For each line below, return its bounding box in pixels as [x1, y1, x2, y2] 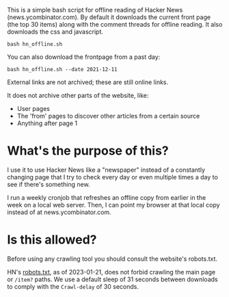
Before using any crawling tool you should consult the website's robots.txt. [7, 255, 217, 263]
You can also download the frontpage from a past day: [7, 53, 161, 61]
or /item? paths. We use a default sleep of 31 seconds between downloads [7, 275, 218, 283]
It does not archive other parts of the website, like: [7, 92, 149, 99]
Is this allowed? [7, 232, 97, 248]
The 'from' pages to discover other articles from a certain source [16, 112, 200, 120]
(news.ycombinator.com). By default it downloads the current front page [7, 13, 211, 21]
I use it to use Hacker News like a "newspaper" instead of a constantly [7, 166, 206, 174]
